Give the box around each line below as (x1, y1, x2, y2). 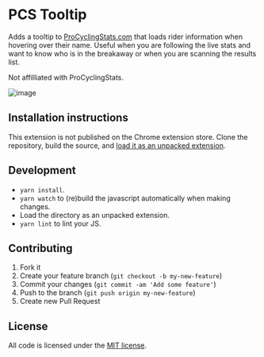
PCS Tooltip (8, 6, 87, 24)
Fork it (19, 262, 41, 272)
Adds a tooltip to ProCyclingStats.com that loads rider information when (8, 32, 243, 41)
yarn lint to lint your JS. (19, 219, 101, 228)
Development (8, 164, 77, 177)
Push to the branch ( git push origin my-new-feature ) (19, 288, 196, 297)
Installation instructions (8, 111, 128, 125)
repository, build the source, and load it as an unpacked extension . (8, 141, 226, 150)
